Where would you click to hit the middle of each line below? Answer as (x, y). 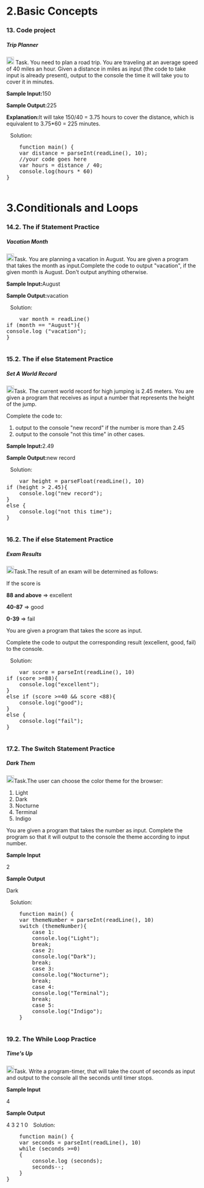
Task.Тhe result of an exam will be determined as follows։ (86, 571)
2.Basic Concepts (52, 11)
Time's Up (19, 1053)
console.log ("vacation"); (47, 331)
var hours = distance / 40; (61, 165)
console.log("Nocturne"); (71, 975)
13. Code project (31, 30)
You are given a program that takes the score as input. (74, 630)
